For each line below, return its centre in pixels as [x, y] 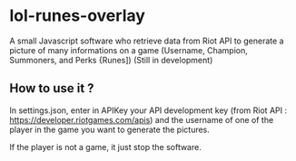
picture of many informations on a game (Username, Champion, [128, 50]
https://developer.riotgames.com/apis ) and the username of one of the [142, 119]
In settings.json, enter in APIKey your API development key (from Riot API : [148, 110]
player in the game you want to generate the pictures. [110, 129]
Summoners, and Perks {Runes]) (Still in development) [111, 60]
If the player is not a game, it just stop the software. [105, 147]
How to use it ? [52, 88]
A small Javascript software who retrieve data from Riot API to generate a [147, 41]
